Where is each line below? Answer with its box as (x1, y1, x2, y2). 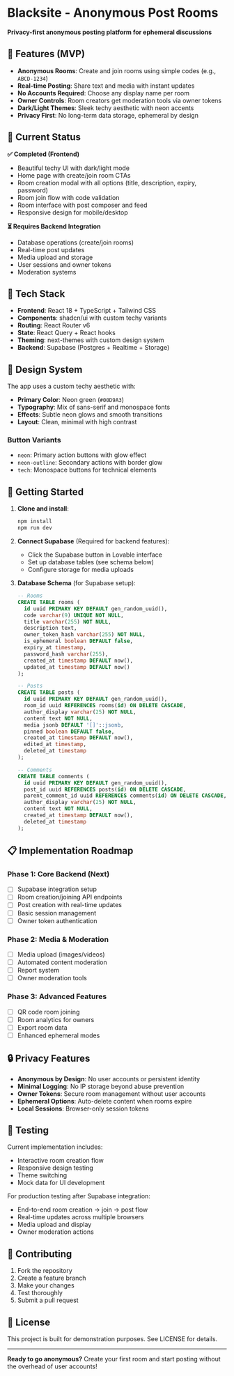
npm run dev (17, 525, 52, 532)
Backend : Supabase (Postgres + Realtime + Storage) (17, 343, 170, 352)
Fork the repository (17, 1267, 73, 1275)
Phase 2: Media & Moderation (7, 934, 109, 944)
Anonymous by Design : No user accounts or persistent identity (17, 1074, 201, 1083)
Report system (17, 966, 60, 975)
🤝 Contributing (7, 1248, 72, 1260)
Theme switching (17, 1171, 68, 1180)
